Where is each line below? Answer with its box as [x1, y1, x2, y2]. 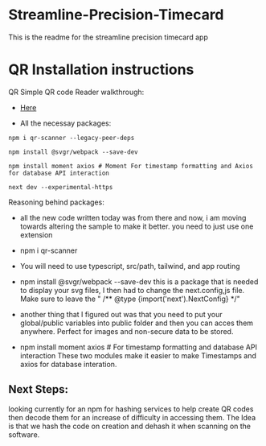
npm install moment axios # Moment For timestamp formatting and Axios [8, 162, 253, 170]
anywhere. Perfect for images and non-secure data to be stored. [19, 326, 234, 336]
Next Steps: [8, 382, 68, 396]
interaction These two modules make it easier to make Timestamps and [19, 350, 257, 360]
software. [8, 429, 40, 440]
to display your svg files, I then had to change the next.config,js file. [19, 285, 245, 295]
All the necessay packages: [19, 118, 112, 128]
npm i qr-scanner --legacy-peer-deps [8, 134, 135, 142]
